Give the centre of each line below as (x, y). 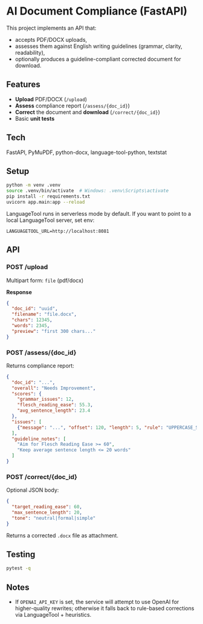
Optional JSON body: (33, 490)
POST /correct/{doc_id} (42, 477)
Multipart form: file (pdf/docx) (45, 280)
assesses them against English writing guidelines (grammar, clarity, (98, 46)
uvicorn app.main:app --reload (46, 202)
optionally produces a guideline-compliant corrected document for (98, 59)
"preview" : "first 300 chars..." (54, 331)
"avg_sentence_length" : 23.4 (54, 411)
